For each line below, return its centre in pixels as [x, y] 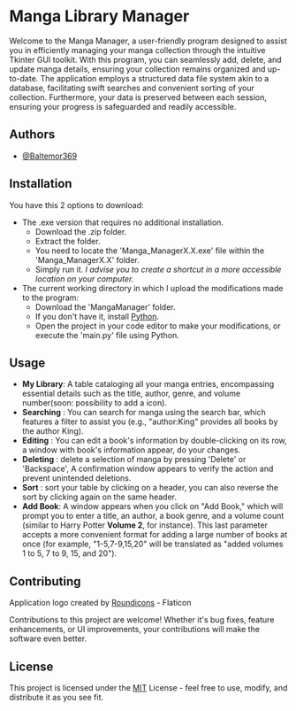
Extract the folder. [68, 241]
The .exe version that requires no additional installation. [122, 222]
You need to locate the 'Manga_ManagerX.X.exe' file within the [150, 251]
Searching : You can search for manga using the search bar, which [144, 413]
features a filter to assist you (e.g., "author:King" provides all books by [150, 421]
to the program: [50, 298]
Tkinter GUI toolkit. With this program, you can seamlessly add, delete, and [145, 59]
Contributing [45, 581]
